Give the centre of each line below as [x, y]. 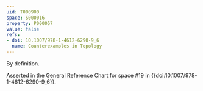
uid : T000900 [23, 12]
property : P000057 [30, 23]
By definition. [23, 63]
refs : [13, 35]
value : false [23, 29]
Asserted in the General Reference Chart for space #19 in [78, 75]
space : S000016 [26, 18]
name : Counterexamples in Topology [57, 46]
